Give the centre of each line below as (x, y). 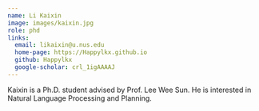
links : (18, 38)
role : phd (24, 30)
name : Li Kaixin (34, 15)
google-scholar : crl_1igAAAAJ (65, 67)
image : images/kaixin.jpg (50, 23)
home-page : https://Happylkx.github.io (81, 52)
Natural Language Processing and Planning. (80, 98)
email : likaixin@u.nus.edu (60, 45)
